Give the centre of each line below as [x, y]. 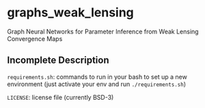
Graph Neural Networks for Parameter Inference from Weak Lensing [103, 31]
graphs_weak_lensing [71, 13]
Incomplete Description [58, 60]
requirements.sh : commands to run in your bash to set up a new [97, 77]
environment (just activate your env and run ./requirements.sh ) [97, 84]
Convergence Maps [35, 38]
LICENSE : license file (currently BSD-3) [60, 97]
